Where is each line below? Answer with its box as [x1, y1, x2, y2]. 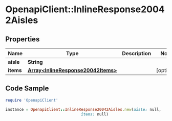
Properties [5, 35, 40, 43]
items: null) [81, 111, 109, 117]
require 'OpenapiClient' [5, 98, 58, 103]
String [27, 59, 43, 65]
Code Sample [5, 84, 49, 93]
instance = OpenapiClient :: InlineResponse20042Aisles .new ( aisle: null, [5, 107, 161, 112]
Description [122, 50, 152, 57]
